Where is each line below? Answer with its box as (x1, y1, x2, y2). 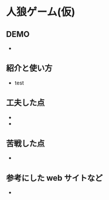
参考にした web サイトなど (6, 173, 103, 183)
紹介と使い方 (6, 63, 53, 74)
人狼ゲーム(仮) (6, 5, 76, 19)
